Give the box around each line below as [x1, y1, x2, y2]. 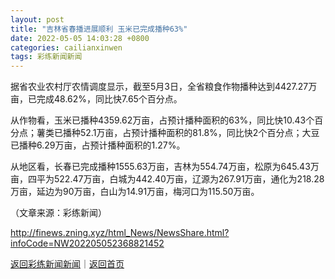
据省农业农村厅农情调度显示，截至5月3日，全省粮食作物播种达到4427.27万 [10, 81, 318, 93]
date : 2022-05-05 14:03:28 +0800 [10, 33, 150, 43]
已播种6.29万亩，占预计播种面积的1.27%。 [10, 139, 186, 151]
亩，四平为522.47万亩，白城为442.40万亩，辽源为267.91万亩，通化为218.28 [10, 173, 325, 185]
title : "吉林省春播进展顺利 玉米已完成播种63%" [10, 24, 188, 34]
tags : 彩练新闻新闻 [10, 52, 83, 62]
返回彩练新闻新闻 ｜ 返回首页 [10, 258, 125, 270]
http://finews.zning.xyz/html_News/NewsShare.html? [10, 227, 230, 239]
